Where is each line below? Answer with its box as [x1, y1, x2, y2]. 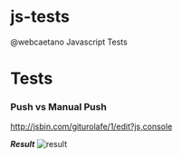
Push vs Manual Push [10, 101, 107, 114]
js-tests [10, 6, 71, 27]
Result [10, 139, 35, 150]
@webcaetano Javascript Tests [10, 36, 128, 47]
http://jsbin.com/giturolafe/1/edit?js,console [10, 121, 173, 133]
